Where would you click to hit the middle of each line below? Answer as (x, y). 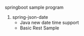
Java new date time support (49, 23)
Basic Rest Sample (39, 28)
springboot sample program (34, 7)
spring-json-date (30, 17)
